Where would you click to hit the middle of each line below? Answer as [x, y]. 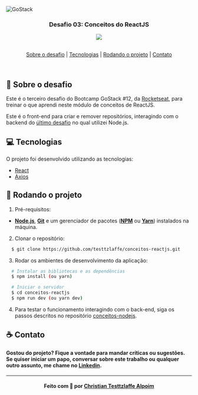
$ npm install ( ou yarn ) [42, 277]
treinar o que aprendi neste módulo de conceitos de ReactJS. [80, 105]
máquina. [26, 227]
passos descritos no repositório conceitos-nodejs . [76, 316]
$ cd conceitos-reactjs [40, 293]
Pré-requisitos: [33, 209]
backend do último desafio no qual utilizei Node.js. [67, 122]
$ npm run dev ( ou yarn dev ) [47, 298]
